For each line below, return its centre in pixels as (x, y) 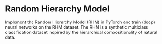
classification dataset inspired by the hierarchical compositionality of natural (81, 32)
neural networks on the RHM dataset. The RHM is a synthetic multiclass (77, 27)
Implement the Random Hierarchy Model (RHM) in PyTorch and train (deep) (80, 22)
